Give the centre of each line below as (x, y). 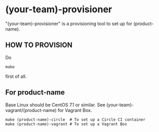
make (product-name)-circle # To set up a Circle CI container (75, 119)
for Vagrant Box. (75, 110)
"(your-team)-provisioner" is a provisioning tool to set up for (69, 24)
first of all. (16, 76)
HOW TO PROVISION (39, 45)
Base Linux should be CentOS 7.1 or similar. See (55, 105)
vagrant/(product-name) (31, 110)
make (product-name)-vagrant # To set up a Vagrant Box (66, 124)
